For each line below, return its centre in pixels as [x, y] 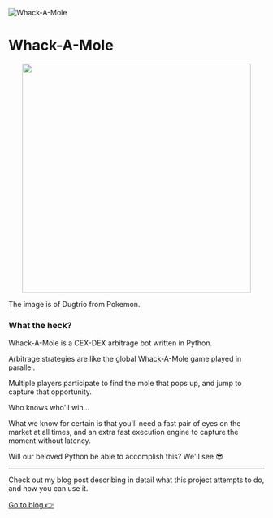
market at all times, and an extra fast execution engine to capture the [123, 432]
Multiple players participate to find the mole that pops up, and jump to [125, 384]
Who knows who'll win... [49, 408]
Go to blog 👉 [31, 505]
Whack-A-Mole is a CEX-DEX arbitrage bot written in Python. [110, 343]
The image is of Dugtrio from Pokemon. [74, 304]
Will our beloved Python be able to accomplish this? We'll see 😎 [116, 457]
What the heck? [40, 325]
